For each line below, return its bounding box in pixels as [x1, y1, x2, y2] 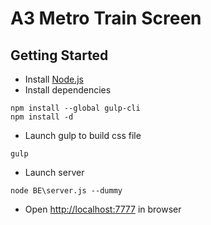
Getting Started [10, 47, 109, 64]
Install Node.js [24, 73, 84, 85]
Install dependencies [24, 84, 112, 96]
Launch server [24, 167, 85, 178]
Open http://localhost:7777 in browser [24, 203, 182, 215]
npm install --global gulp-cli [10, 103, 141, 113]
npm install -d [10, 112, 74, 122]
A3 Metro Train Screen [10, 7, 202, 30]
